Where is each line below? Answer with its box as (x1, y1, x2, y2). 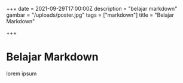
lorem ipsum (6, 70, 37, 77)
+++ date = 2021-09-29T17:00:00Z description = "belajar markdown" (6, 5, 178, 12)
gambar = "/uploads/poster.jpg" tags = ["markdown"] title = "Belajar (6, 11, 175, 19)
